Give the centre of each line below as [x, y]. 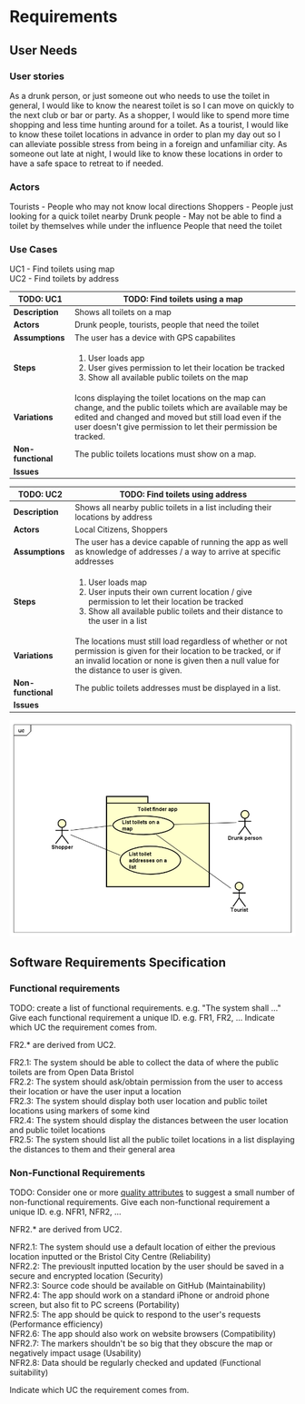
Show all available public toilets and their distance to [185, 611]
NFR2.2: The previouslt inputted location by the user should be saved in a [147, 1266]
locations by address [113, 517]
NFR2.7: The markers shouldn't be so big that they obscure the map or [141, 1344]
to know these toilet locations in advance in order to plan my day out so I [145, 134]
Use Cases [34, 250]
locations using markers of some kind [79, 1111]
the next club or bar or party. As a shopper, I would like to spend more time [149, 114]
